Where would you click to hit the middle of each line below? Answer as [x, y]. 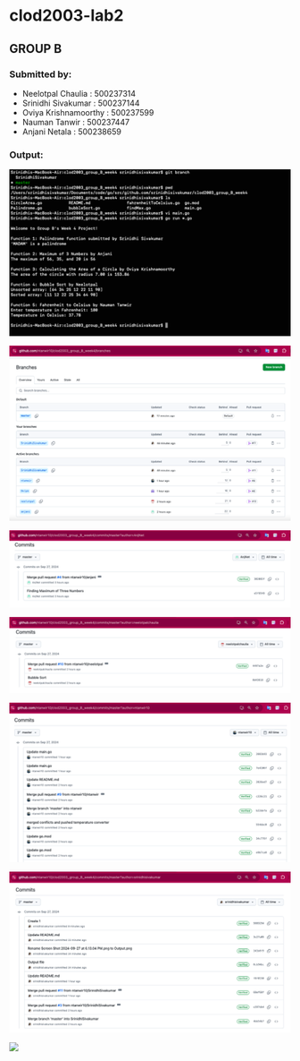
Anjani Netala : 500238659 [72, 132]
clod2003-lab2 [67, 16]
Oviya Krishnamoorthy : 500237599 [88, 112]
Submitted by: [41, 74]
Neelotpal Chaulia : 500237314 [79, 93]
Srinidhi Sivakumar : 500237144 [81, 103]
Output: [26, 155]
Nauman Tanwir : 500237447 [76, 122]
